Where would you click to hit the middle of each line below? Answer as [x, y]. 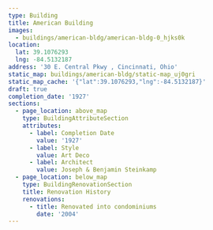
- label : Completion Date [71, 133]
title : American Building [50, 23]
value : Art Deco [63, 155]
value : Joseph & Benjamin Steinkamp [97, 170]
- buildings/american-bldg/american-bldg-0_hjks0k [100, 38]
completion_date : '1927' [49, 96]
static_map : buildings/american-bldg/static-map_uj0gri [102, 74]
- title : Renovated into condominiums [93, 206]
